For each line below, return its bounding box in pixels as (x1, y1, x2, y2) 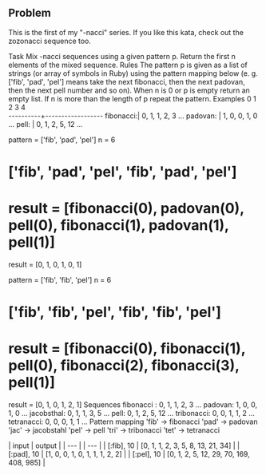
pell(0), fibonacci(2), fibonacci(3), (8, 357, 240, 374)
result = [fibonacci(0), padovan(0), (8, 200, 244, 218)
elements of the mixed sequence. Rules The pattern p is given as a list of (8, 60, 248, 69)
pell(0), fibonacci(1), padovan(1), (8, 216, 229, 235)
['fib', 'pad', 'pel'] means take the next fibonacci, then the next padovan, (8, 77, 245, 86)
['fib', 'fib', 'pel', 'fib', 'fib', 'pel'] (8, 303, 222, 322)
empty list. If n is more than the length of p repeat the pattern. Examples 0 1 (8, 93, 257, 103)
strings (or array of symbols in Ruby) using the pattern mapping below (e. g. (8, 68, 258, 78)
